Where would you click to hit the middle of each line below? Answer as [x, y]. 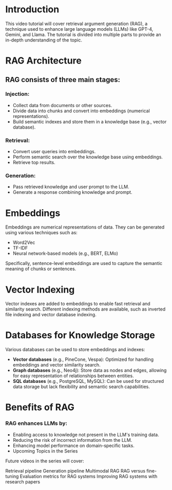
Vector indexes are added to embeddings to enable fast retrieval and [78, 304]
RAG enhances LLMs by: [36, 423]
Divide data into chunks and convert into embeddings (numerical [81, 111]
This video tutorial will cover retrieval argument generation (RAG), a [77, 24]
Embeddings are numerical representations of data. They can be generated [85, 227]
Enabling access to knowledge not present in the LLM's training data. [86, 435]
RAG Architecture [44, 61]
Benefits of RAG [40, 407]
